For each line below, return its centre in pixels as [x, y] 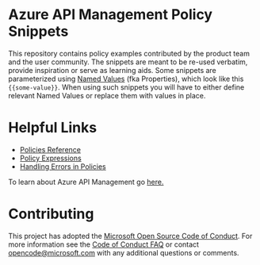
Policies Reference [50, 149]
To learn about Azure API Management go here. [86, 182]
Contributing [51, 214]
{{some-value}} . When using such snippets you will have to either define [126, 87]
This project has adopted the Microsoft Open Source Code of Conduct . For [130, 236]
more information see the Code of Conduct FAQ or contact [104, 244]
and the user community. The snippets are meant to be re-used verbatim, [128, 62]
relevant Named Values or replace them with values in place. [107, 95]
